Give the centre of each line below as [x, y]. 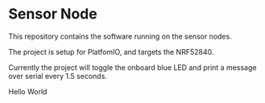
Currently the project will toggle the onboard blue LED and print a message [132, 67]
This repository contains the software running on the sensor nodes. [120, 36]
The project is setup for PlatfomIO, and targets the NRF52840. [111, 51]
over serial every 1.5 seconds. [58, 76]
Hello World [28, 91]
